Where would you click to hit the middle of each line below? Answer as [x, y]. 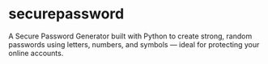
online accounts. [36, 53]
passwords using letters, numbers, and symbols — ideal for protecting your [134, 44]
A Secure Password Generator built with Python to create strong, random [130, 36]
